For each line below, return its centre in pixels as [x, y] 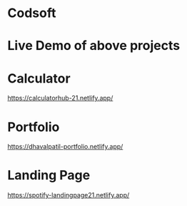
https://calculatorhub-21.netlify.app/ [60, 98]
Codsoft [32, 13]
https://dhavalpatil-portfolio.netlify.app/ [65, 147]
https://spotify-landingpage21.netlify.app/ [69, 195]
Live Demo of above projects [94, 46]
